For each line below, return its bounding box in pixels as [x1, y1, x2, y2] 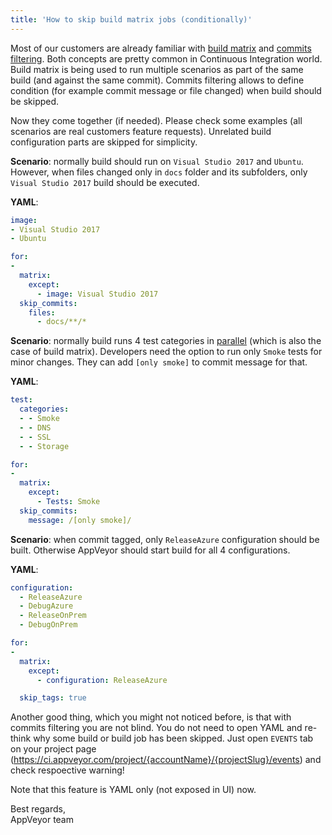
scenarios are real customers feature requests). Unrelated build [10, 125, 272, 137]
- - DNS [19, 422, 52, 433]
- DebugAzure [19, 601, 74, 611]
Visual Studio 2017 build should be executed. [10, 176, 200, 188]
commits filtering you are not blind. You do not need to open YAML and [10, 722, 303, 734]
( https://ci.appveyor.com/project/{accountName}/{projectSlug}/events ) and [10, 754, 322, 766]
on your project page [10, 743, 97, 755]
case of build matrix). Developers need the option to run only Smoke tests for [10, 346, 323, 358]
